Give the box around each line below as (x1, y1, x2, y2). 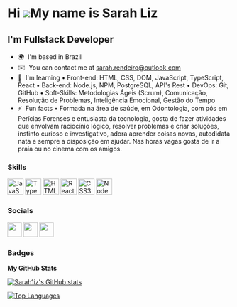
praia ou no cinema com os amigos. (17, 144, 123, 153)
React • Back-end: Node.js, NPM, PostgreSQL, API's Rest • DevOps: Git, (17, 81, 229, 90)
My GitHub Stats (7, 264, 57, 272)
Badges (7, 247, 34, 257)
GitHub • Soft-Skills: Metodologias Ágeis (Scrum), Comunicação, (17, 89, 208, 97)
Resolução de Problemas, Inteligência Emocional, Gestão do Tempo (17, 96, 216, 104)
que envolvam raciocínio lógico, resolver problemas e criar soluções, (17, 122, 220, 130)
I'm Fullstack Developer (7, 33, 114, 45)
